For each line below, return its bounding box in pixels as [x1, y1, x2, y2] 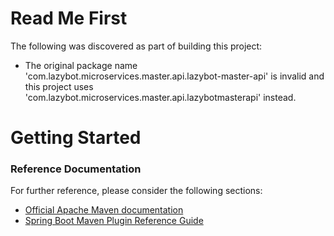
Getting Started [10, 127, 142, 149]
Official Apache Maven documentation [24, 204, 184, 216]
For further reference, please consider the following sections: [10, 185, 263, 197]
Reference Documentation [10, 162, 142, 176]
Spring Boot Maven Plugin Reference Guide [24, 215, 204, 227]
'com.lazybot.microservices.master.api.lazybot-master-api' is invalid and [24, 70, 325, 82]
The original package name [24, 59, 138, 71]
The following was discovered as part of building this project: [10, 40, 263, 52]
